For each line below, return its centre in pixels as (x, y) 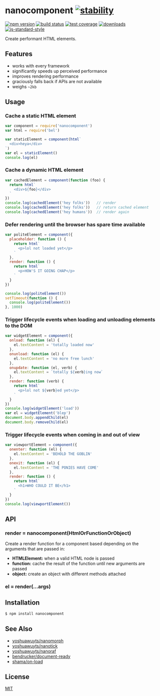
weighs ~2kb (24, 87)
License (17, 677)
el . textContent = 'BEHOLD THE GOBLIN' (53, 454)
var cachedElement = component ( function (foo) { (55, 180)
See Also (19, 629)
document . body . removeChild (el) (37, 422)
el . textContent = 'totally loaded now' (54, 345)
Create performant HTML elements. (41, 39)
